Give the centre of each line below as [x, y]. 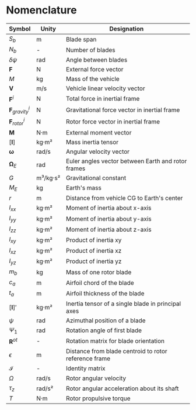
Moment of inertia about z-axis [109, 229]
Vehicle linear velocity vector [106, 88]
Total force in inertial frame [103, 98]
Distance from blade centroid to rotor [117, 352]
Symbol [20, 29]
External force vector [95, 70]
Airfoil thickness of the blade [105, 293]
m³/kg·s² [48, 178]
